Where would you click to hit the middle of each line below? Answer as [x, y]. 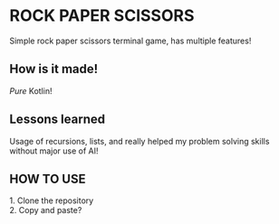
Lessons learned [58, 120]
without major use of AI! [54, 151]
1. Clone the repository [52, 201]
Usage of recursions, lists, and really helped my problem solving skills [139, 141]
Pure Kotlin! [31, 90]
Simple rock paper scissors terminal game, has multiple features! [130, 41]
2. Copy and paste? [46, 210]
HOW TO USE [48, 178]
